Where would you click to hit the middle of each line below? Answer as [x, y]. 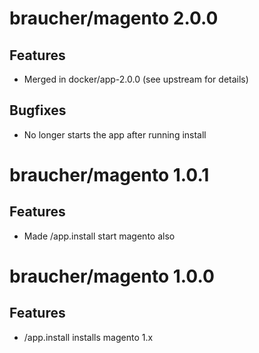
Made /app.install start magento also [99, 236]
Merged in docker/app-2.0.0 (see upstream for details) [136, 79]
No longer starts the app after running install [115, 134]
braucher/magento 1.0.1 [109, 175]
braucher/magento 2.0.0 [114, 18]
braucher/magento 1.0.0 [112, 276]
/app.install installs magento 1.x [88, 337]
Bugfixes [38, 110]
